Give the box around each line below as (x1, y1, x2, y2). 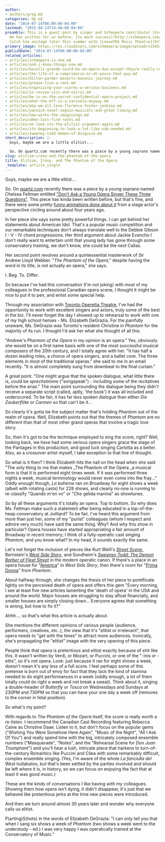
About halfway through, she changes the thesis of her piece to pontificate (5, 577, 155, 583)
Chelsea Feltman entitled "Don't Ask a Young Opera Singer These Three (5, 191, 151, 197)
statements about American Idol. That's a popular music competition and (5, 221, 153, 227)
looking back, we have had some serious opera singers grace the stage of (5, 439, 155, 445)
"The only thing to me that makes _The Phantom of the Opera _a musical (5, 464, 151, 471)
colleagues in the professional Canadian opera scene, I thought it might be (5, 287, 156, 293)
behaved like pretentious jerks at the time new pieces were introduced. (5, 791, 149, 797)
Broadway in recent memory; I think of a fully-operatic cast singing (5, 532, 140, 538)
